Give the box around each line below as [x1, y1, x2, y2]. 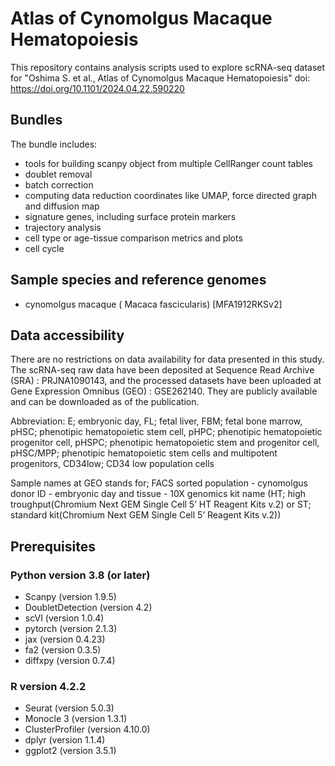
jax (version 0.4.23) [24, 633, 106, 646]
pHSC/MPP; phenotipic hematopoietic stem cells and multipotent [10, 447, 278, 459]
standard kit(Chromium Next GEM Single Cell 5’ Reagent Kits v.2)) [10, 509, 282, 521]
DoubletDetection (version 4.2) [24, 602, 153, 614]
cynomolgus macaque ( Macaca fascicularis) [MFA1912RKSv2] [24, 298, 283, 310]
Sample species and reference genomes [10, 272, 267, 289]
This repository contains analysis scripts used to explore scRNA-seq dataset [10, 61, 326, 73]
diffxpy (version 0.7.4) [24, 655, 116, 667]
